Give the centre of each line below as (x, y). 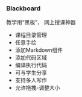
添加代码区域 (31, 58)
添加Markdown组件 (39, 50)
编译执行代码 (31, 65)
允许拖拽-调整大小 (37, 88)
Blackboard (24, 8)
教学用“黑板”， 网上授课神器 (41, 22)
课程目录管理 (31, 35)
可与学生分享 (31, 73)
